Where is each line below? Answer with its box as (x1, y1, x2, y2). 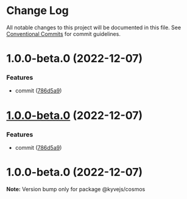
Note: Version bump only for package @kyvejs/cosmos (6, 185, 146, 192)
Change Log (6, 4, 69, 18)
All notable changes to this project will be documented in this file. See (6, 24, 182, 31)
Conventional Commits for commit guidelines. (6, 30, 121, 37)
